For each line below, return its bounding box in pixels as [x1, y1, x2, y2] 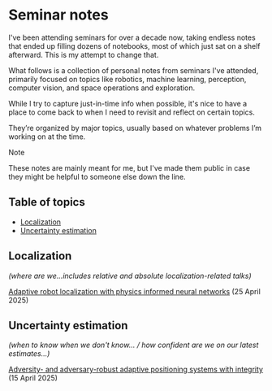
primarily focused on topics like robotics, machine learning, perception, [8, 74, 247, 84]
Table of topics [8, 195, 85, 209]
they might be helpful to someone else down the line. [8, 172, 186, 181]
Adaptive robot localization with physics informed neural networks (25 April [8, 286, 261, 296]
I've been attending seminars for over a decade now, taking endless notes [8, 33, 256, 42]
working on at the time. [8, 132, 86, 141]
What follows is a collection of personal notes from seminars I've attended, [8, 65, 259, 75]
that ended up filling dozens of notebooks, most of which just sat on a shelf [8, 41, 261, 50]
